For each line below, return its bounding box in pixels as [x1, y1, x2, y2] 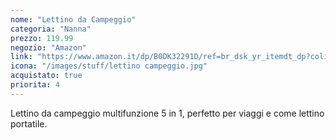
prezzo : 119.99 [10, 33, 74, 43]
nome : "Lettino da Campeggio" [10, 14, 137, 25]
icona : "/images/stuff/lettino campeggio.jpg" [10, 61, 208, 71]
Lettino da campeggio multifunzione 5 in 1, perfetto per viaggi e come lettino [10, 107, 325, 119]
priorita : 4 [10, 80, 60, 90]
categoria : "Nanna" [10, 24, 92, 34]
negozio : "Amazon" [10, 42, 87, 53]
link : [10, 52, 33, 62]
